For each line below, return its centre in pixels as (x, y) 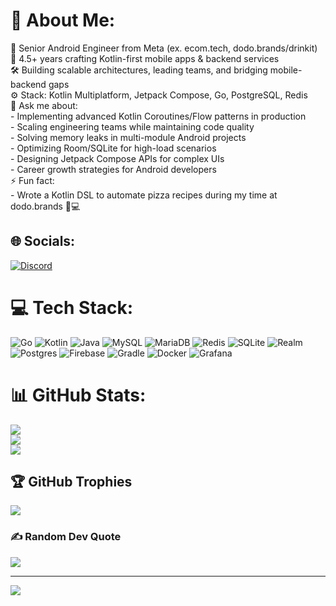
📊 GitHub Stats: (78, 395)
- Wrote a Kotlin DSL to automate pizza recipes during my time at (144, 195)
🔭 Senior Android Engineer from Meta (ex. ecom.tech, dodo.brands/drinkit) (164, 48)
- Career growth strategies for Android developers (113, 169)
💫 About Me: (63, 20)
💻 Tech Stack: (72, 307)
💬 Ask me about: (44, 105)
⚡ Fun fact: (32, 180)
